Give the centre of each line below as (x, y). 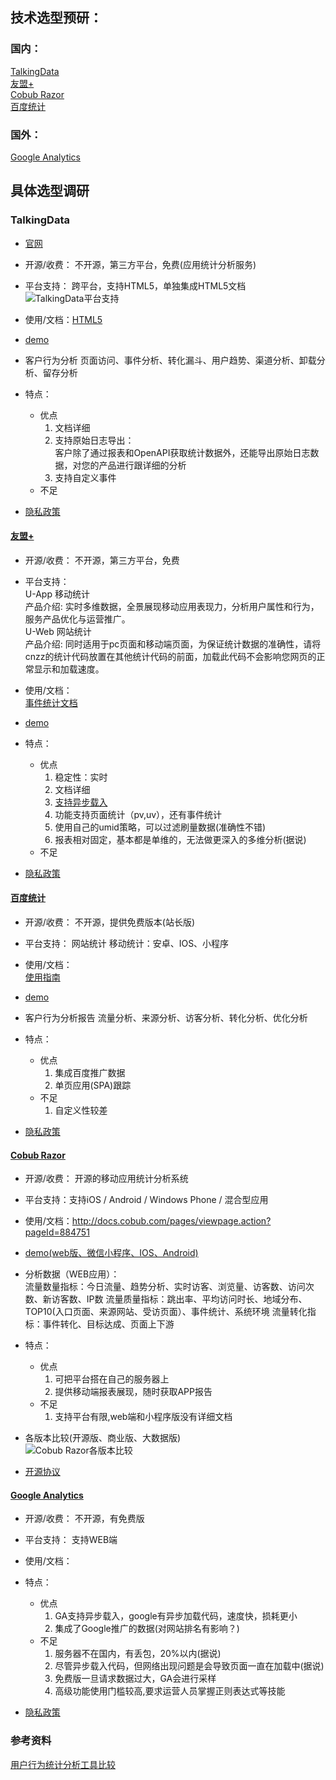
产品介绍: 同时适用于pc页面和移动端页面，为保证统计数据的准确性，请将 (173, 644)
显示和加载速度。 (69, 669)
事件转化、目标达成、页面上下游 (108, 1324)
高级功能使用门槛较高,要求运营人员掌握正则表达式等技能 (170, 1691)
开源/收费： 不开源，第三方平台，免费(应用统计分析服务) (140, 264)
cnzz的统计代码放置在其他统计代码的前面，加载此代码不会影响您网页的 (170, 656)
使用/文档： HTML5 (63, 319)
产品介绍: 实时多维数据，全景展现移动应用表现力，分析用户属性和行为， (172, 606)
